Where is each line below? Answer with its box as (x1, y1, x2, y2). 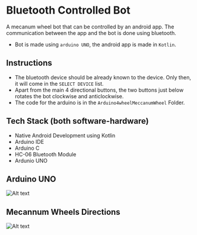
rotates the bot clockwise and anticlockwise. (14, 92, 124, 99)
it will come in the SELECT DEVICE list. (14, 80, 104, 87)
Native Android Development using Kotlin (14, 131, 116, 139)
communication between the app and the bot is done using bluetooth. (6, 29, 177, 36)
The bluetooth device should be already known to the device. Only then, (14, 73, 192, 81)
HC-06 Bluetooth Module (14, 150, 77, 157)
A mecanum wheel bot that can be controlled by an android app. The (6, 23, 174, 30)
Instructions (6, 58, 52, 68)
